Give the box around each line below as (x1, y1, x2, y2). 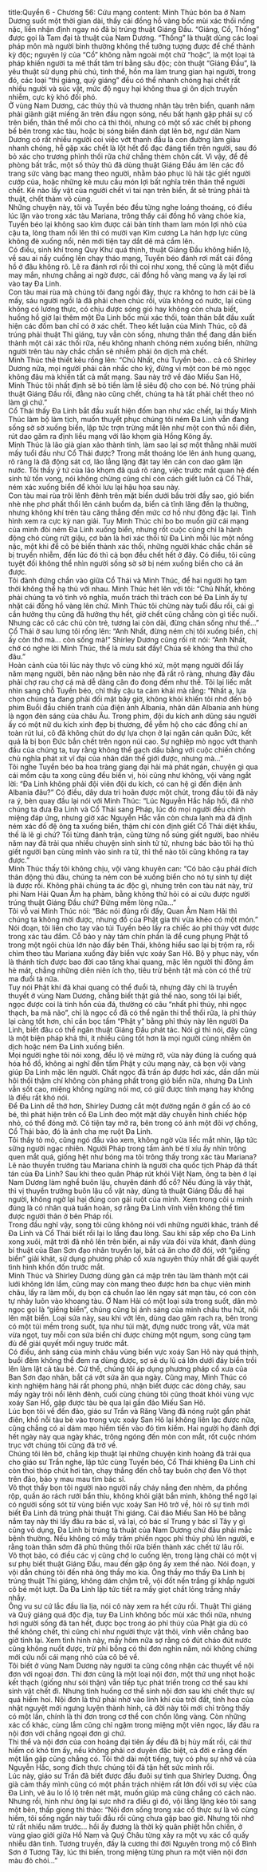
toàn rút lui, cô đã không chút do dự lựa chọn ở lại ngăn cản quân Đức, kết (8, 729, 252, 737)
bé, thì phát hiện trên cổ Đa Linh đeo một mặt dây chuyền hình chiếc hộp (8, 1110, 247, 1119)
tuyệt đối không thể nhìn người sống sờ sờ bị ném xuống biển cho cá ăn (8, 559, 244, 568)
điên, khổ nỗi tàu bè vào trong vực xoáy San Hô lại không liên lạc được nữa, (8, 1415, 257, 1424)
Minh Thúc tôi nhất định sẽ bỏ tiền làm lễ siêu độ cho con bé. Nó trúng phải (8, 381, 256, 390)
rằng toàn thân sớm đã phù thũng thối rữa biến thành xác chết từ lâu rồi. (8, 1542, 245, 1551)
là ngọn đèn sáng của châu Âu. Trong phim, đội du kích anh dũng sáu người (8, 711, 257, 721)
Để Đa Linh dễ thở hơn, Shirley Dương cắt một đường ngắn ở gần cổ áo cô (8, 1101, 251, 1111)
